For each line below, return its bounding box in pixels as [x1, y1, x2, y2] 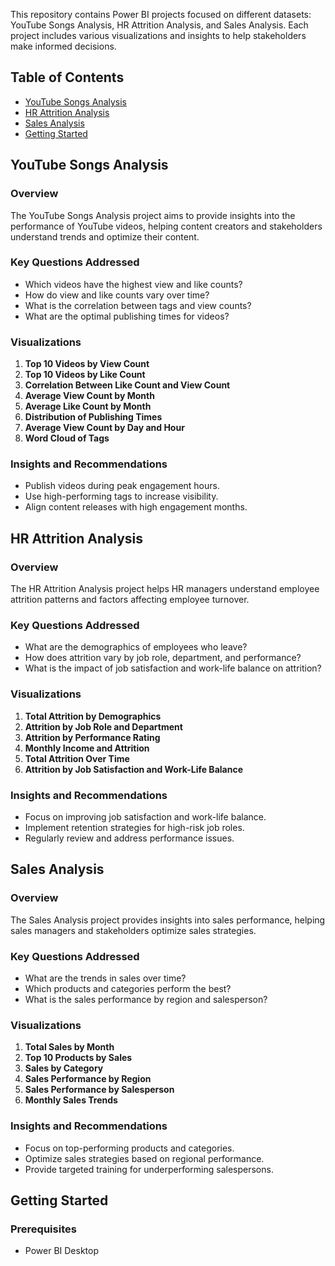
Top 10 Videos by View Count [24, 358, 150, 370]
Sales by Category [24, 1062, 104, 1074]
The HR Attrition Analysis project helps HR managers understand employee [10, 583, 320, 595]
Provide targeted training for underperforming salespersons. [24, 1163, 274, 1175]
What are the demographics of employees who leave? [24, 641, 248, 653]
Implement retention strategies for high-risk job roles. [24, 821, 245, 833]
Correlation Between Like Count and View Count [24, 379, 231, 391]
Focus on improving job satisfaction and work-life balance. [24, 810, 267, 823]
